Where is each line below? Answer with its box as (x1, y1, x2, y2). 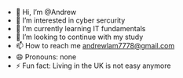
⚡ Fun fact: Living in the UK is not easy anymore (15, 61, 171, 70)
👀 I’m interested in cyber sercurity (15, 16, 126, 25)
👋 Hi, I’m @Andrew (15, 8, 77, 16)
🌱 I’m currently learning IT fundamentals (15, 24, 146, 33)
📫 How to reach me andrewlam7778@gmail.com (15, 41, 175, 50)
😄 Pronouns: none (15, 52, 77, 62)
